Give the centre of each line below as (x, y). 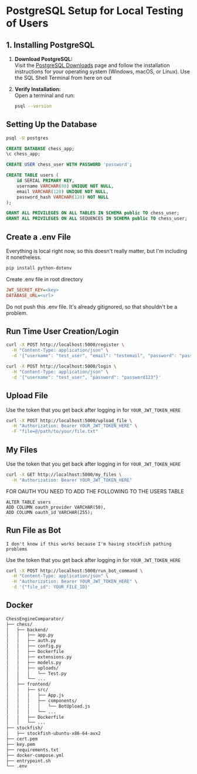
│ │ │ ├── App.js (35, 695)
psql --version (33, 106)
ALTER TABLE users (28, 502)
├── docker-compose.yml (35, 755)
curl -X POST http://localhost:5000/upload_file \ (69, 420)
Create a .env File (39, 237)
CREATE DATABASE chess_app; (40, 149)
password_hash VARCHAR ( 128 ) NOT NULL (63, 197)
